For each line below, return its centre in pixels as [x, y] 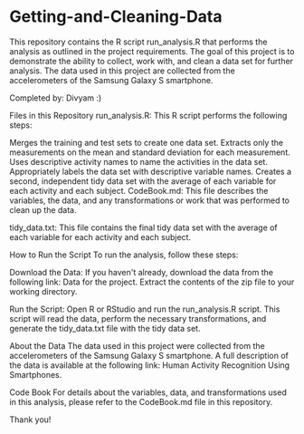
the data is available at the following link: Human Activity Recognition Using [150, 365]
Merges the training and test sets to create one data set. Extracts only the [146, 142]
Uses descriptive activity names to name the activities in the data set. [139, 161]
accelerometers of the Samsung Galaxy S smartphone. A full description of [149, 355]
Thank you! [30, 420]
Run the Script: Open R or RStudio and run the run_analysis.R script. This [145, 309]
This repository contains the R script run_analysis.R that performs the [138, 42]
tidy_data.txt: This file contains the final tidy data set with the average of [143, 227]
